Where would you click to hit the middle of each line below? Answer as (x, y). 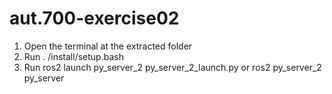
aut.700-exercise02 (94, 18)
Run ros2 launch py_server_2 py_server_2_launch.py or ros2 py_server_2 (172, 67)
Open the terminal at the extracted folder (108, 46)
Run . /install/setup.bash (73, 56)
